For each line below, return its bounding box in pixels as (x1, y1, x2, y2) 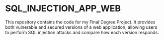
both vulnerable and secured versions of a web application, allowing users (5, 24, 158, 30)
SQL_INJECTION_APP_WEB (5, 3, 121, 14)
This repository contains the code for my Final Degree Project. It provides (5, 19, 156, 25)
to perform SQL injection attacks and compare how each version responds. (5, 29, 159, 35)
